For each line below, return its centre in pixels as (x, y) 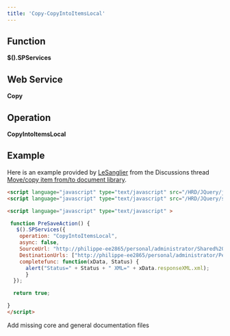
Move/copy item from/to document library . (67, 179)
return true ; (32, 293)
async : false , (39, 243)
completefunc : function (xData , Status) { (79, 262)
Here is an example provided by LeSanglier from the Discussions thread (108, 172)
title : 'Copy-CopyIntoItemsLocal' (56, 13)
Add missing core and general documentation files (78, 325)
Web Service (35, 79)
